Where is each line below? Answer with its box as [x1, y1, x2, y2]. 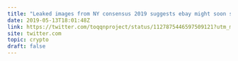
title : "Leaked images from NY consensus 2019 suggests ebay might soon [7, 10, 227, 18]
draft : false [7, 43, 46, 50]
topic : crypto [7, 36, 50, 43]
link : [7, 23, 23, 30]
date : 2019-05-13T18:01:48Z [7, 17, 91, 24]
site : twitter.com [7, 29, 62, 37]
